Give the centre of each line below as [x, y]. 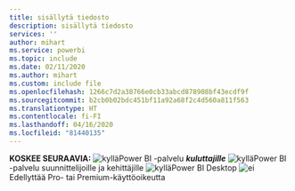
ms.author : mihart [43, 76]
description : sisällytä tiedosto [71, 26]
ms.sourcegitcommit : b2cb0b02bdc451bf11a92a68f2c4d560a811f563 [129, 100]
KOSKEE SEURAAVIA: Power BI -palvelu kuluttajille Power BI [148, 158]
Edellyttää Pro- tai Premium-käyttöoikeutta [87, 177]
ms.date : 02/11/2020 [48, 68]
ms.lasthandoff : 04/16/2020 [61, 125]
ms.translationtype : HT [53, 108]
